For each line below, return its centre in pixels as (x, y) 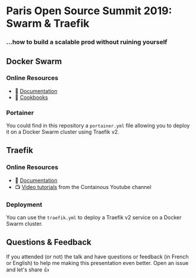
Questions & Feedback (49, 242)
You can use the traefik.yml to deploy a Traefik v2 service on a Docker (94, 218)
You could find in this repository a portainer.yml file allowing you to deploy (98, 126)
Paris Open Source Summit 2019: (89, 11)
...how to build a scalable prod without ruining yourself (87, 42)
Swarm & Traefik (48, 23)
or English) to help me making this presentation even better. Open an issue (97, 263)
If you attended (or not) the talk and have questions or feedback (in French (97, 257)
